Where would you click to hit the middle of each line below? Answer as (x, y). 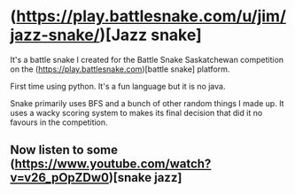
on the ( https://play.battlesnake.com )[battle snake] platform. (120, 69)
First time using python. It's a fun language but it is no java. (118, 86)
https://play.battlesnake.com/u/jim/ (151, 16)
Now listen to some (64, 150)
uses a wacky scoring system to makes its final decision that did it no (136, 113)
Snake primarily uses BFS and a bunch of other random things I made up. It (147, 103)
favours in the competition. (59, 122)
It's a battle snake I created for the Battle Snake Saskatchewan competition (147, 59)
